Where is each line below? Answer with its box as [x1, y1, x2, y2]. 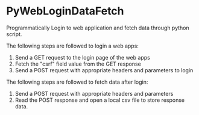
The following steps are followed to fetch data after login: [6, 78, 148, 85]
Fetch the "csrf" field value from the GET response [14, 60, 142, 67]
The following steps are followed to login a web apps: [6, 42, 139, 49]
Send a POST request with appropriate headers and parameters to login [14, 66, 194, 73]
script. [6, 30, 22, 37]
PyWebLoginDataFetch [6, 4, 125, 18]
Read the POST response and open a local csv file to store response [14, 96, 185, 104]
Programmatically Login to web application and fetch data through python [6, 24, 189, 31]
